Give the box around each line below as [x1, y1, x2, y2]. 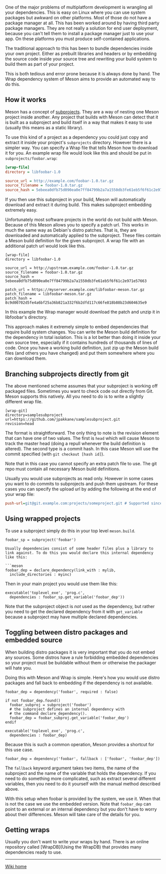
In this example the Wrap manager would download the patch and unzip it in [5, 309, 160, 315]
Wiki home [5, 864, 27, 870]
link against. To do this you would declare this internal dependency [5, 550, 154, 555]
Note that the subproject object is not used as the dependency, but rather [5, 603, 155, 609]
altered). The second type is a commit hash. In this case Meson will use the [5, 446, 159, 451]
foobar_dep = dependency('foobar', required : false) [5, 689, 119, 694]
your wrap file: [5, 492, 35, 497]
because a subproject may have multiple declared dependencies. [5, 614, 138, 620]
